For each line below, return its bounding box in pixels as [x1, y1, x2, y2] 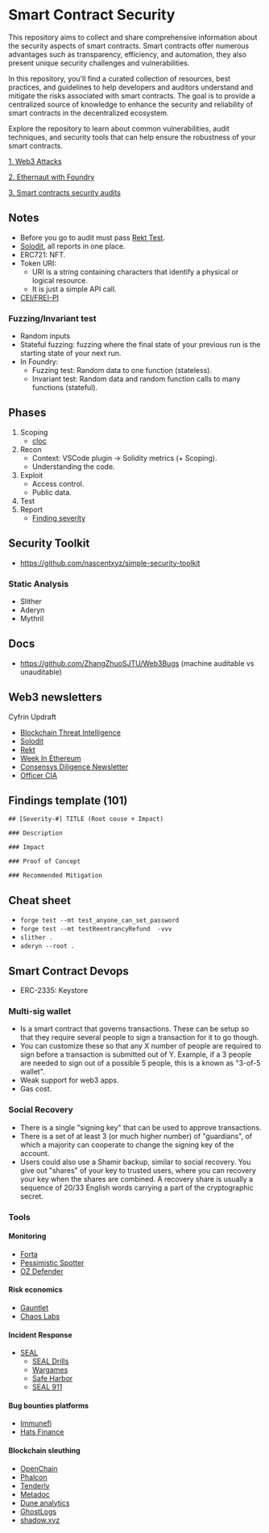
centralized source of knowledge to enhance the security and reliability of [8, 99, 254, 109]
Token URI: [19, 258, 57, 268]
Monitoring [8, 1231, 47, 1241]
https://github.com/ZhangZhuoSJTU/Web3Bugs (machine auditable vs [19, 658, 255, 668]
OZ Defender [19, 1266, 64, 1276]
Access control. [31, 479, 85, 488]
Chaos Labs [19, 1311, 60, 1321]
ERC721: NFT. [19, 249, 66, 259]
